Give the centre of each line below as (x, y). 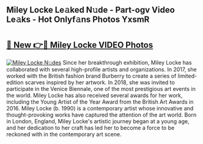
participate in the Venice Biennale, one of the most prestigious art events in (101, 89)
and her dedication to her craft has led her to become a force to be (90, 128)
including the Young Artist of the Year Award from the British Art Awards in (100, 102)
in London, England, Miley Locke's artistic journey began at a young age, (98, 121)
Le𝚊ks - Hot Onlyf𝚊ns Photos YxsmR (78, 20)
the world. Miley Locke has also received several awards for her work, (94, 95)
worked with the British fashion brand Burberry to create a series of (91, 76)
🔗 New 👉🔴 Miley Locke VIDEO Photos (80, 45)
